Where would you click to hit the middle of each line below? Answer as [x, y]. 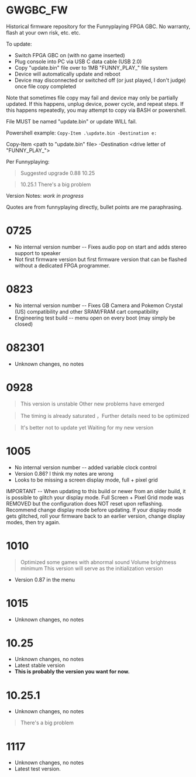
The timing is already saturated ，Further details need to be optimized [105, 415]
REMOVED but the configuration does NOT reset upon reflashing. [85, 503]
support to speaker [37, 253]
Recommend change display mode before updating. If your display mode [94, 510]
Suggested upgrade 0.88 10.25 [58, 173]
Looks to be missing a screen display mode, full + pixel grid [86, 480]
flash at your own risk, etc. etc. [43, 32]
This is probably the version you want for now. [72, 672]
